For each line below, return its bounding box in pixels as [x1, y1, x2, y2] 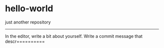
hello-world [5, 3, 54, 14]
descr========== [5, 38, 45, 44]
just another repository [5, 19, 51, 25]
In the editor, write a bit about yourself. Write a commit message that [5, 33, 143, 39]
